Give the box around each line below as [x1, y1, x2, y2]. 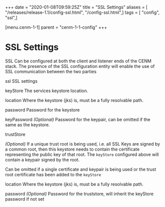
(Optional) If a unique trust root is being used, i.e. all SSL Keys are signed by [5, 141, 161, 147]
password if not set [5, 196, 44, 202]
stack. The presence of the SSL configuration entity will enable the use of [5, 63, 155, 69]
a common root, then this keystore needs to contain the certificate [5, 146, 140, 152]
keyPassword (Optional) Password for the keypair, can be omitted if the [5, 116, 151, 122]
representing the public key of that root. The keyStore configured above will [5, 151, 159, 157]
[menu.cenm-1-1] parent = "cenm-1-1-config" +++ [5, 24, 107, 30]
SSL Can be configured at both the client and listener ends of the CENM [5, 58, 152, 64]
